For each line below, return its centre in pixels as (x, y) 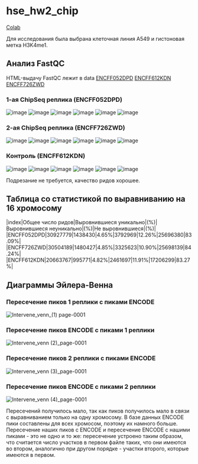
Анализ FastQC (35, 64)
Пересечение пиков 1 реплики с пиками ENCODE (80, 302)
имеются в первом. (31, 455)
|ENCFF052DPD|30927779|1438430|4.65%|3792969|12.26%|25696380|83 (99, 235)
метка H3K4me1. (27, 45)
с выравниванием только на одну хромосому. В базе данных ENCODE (95, 417)
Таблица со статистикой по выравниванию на (96, 199)
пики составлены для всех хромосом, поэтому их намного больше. (92, 424)
